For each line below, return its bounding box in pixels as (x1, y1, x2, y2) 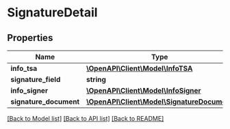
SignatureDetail (7, 5, 98, 20)
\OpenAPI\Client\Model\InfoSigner (86, 86, 201, 95)
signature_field (10, 75, 61, 84)
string (86, 75, 106, 84)
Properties (7, 32, 53, 44)
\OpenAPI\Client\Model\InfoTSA (86, 63, 193, 73)
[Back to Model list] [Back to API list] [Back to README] (7, 115, 164, 122)
